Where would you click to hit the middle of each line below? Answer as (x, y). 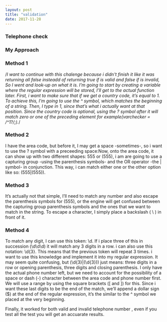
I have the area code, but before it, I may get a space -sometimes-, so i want (84, 146)
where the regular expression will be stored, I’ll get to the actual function (80, 90)
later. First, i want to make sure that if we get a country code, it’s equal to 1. (83, 95)
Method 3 (17, 185)
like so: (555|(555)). (25, 172)
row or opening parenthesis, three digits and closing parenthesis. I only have (84, 268)
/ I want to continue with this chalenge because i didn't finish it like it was (80, 74)
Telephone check (27, 36)
